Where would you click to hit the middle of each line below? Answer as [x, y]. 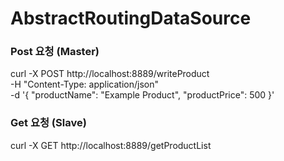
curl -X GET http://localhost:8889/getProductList [111, 145]
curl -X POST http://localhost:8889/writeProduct [110, 74]
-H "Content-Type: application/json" [84, 84]
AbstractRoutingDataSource [131, 18]
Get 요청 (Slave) [48, 123]
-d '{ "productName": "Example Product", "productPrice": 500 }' [142, 95]
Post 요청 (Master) [55, 52]
